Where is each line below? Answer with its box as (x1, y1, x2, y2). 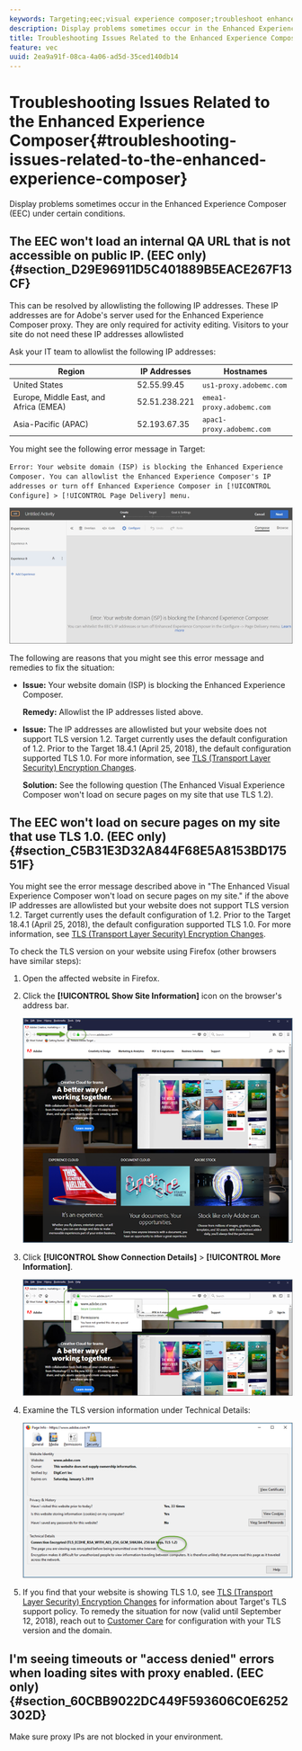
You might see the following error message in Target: (9, 443, 206, 454)
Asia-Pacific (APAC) (13, 418, 89, 429)
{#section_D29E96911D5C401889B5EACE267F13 (9, 262, 292, 278)
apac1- (201, 415, 227, 424)
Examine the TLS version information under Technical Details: (22, 1404, 251, 1416)
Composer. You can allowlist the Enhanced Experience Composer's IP (9, 472, 271, 481)
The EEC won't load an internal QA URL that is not (9, 234, 291, 249)
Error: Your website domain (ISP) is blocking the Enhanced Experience (9, 462, 283, 471)
